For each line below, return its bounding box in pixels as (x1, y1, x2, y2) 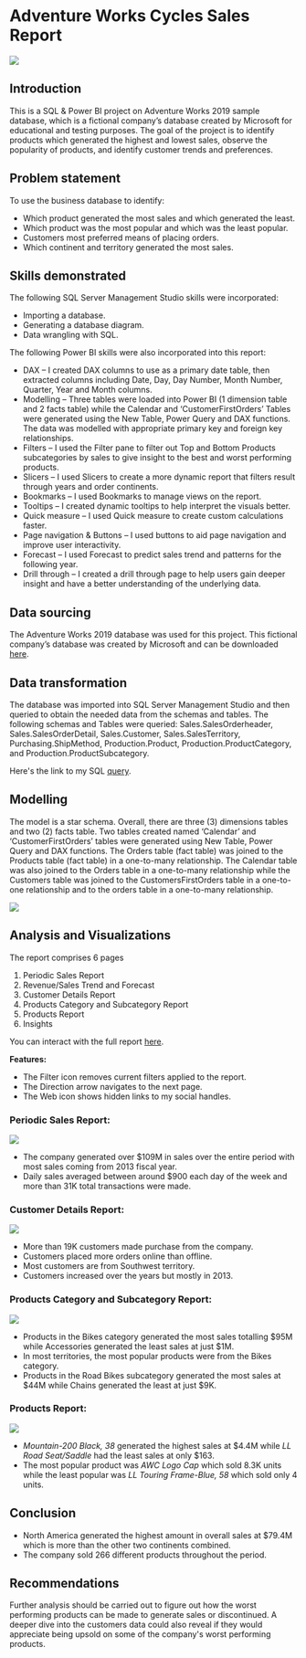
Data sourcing (9, 605, 91, 620)
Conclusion (9, 1505, 77, 1521)
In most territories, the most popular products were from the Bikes (22, 1350, 272, 1361)
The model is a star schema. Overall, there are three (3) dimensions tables (9, 816, 289, 827)
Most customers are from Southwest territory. (22, 1261, 195, 1272)
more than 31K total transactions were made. (22, 1180, 192, 1191)
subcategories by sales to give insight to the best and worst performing (22, 452, 292, 463)
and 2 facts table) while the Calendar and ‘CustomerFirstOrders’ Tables (22, 404, 291, 415)
